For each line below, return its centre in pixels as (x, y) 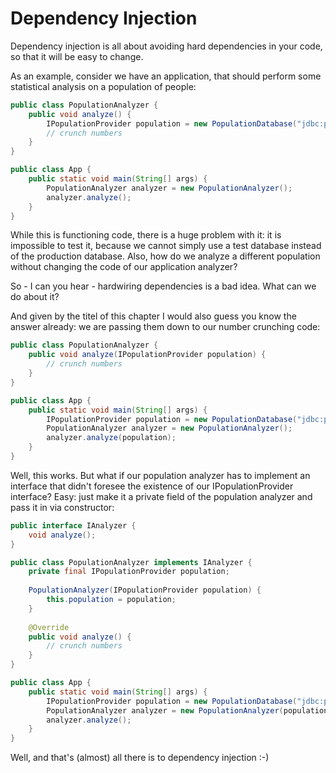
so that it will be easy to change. (77, 56)
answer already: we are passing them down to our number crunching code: (165, 327)
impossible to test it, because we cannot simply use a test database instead (166, 246)
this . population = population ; (111, 600)
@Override (49, 627)
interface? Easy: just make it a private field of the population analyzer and (161, 496)
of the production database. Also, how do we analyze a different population (165, 256)
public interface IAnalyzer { (73, 525)
